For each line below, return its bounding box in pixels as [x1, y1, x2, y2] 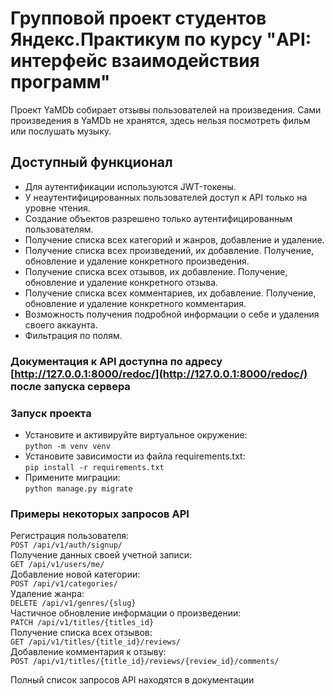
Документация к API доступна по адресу [10, 354, 223, 368]
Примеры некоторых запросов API [10, 507, 190, 521]
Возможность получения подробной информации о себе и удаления [24, 308, 320, 320]
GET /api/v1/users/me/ [10, 560, 105, 570]
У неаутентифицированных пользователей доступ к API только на [24, 191, 308, 203]
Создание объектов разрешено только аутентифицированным [24, 212, 293, 224]
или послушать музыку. [10, 125, 112, 137]
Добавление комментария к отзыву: [10, 646, 167, 658]
